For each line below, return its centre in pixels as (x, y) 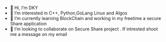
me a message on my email (38, 34)
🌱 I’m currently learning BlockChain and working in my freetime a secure (86, 18)
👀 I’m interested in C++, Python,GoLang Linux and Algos (69, 13)
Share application (28, 23)
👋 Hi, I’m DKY (24, 8)
